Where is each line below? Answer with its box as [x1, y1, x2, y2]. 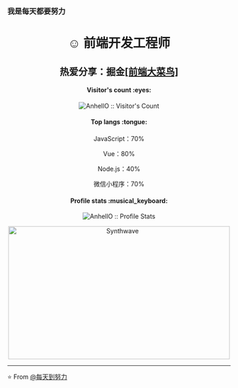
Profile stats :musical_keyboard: [70, 196, 168, 205]
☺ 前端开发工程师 [67, 35, 171, 51]
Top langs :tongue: [91, 118, 147, 126]
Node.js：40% [97, 165, 141, 173]
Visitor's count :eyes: [86, 86, 152, 94]
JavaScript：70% [93, 134, 145, 143]
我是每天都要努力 [7, 6, 66, 16]
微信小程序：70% [93, 179, 145, 188]
